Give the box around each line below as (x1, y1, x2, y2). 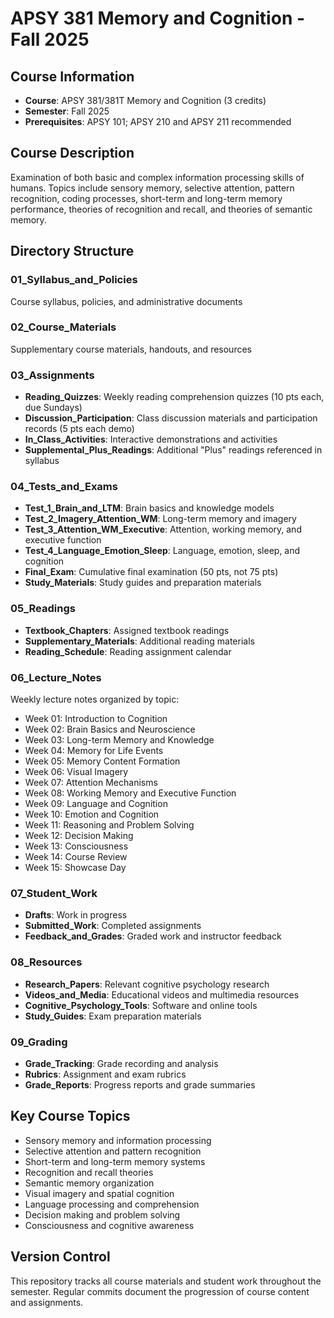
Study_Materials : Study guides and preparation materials (24, 577, 262, 589)
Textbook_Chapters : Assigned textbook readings (24, 624, 230, 636)
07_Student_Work (10, 886, 98, 900)
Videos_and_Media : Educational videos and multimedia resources (24, 988, 300, 1001)
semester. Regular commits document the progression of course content (10, 1285, 310, 1297)
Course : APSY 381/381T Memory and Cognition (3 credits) (24, 95, 267, 106)
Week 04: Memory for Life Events (24, 744, 164, 756)
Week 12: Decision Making (24, 829, 134, 841)
